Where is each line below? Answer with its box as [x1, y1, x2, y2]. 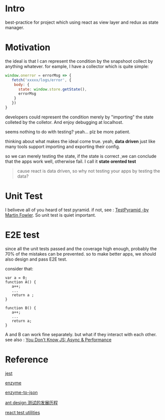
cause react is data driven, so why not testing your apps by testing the [17, 168, 160, 174]
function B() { [5, 305, 36, 310]
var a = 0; [5, 275, 28, 280]
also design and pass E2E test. [5, 256, 67, 262]
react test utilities [5, 409, 40, 415]
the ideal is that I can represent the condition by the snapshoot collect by [5, 58, 153, 64]
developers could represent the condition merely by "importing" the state [5, 114, 154, 120]
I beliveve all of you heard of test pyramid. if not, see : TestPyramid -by [5, 207, 149, 213]
